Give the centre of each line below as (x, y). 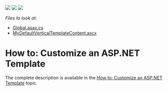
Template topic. (21, 83)
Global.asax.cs (28, 28)
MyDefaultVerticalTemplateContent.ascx (54, 33)
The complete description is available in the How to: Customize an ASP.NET (84, 77)
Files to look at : (21, 18)
